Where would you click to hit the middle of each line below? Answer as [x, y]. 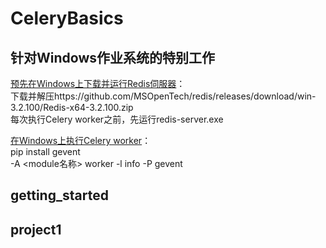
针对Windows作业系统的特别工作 [112, 57]
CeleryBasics [67, 18]
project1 [36, 229]
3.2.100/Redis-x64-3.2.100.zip [72, 107]
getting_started [59, 195]
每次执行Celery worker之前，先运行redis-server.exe [117, 119]
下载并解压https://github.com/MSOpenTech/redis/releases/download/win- [163, 96]
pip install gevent [45, 151]
